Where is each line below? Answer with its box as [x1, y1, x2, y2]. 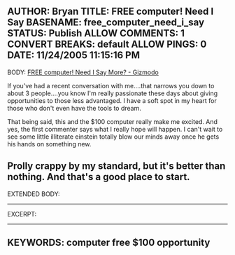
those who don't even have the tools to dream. [7, 104, 141, 112]
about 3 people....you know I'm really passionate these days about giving [7, 89, 218, 97]
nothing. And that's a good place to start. [7, 171, 190, 183]
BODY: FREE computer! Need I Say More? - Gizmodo [7, 68, 159, 76]
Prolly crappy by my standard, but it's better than [7, 160, 226, 172]
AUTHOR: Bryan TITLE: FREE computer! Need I [7, 6, 214, 18]
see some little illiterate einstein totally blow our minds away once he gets [7, 132, 220, 141]
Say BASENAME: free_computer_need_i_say [7, 17, 205, 29]
